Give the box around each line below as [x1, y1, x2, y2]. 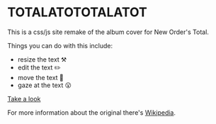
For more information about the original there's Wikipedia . [7, 108, 176, 117]
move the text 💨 [17, 73, 64, 81]
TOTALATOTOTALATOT [7, 4, 147, 21]
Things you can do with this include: [7, 41, 113, 50]
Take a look [7, 94, 41, 103]
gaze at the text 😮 [17, 81, 72, 89]
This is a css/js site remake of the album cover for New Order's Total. [7, 28, 209, 36]
